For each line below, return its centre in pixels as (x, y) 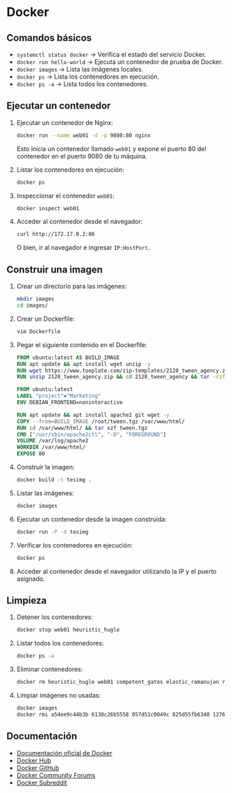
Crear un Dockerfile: (45, 319)
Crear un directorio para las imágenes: (72, 287)
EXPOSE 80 (31, 454)
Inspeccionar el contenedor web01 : (66, 195)
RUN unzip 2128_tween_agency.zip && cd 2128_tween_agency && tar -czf (121, 377)
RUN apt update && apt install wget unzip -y (83, 364)
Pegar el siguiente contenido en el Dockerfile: (82, 344)
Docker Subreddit (42, 783)
